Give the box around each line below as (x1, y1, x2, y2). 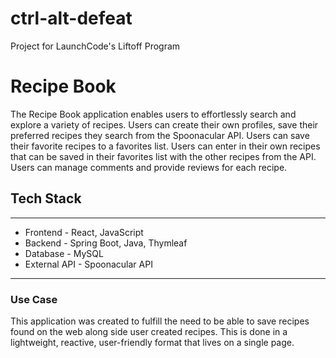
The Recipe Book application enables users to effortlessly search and (10, 108, 297, 120)
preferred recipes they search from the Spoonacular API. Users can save (10, 129, 310, 141)
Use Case (10, 292, 58, 306)
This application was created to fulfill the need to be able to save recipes (10, 315, 310, 327)
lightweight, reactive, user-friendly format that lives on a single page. (10, 336, 295, 348)
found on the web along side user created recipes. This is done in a (10, 325, 288, 337)
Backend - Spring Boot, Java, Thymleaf (24, 237, 188, 249)
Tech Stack (10, 190, 82, 207)
